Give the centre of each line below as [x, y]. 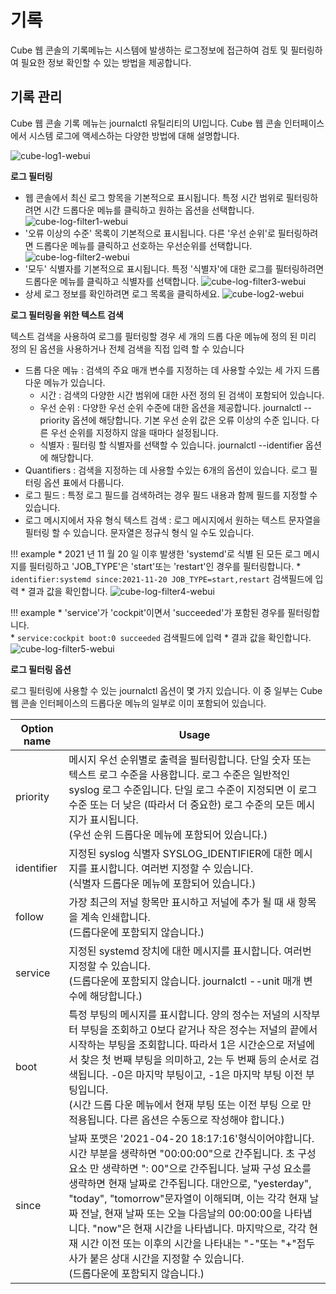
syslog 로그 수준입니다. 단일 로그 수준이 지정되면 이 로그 [193, 789]
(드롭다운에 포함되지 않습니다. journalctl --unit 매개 [185, 981]
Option [37, 728]
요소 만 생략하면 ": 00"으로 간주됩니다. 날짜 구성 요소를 [190, 1168]
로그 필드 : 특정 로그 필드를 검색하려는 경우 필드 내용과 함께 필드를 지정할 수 [171, 495]
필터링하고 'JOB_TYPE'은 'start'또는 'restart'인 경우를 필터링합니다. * [165, 566]
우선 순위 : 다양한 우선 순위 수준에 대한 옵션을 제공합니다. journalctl [170, 407]
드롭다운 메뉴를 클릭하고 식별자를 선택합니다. [112, 281]
